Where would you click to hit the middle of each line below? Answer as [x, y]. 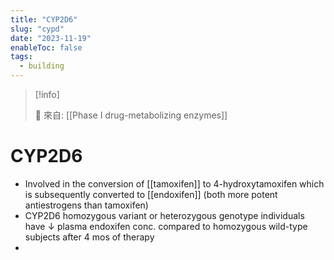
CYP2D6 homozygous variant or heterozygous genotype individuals [164, 215]
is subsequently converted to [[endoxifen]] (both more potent [151, 194]
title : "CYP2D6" [44, 19]
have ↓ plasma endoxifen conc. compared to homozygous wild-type [166, 226]
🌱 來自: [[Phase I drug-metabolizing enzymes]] [131, 115]
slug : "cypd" [37, 29]
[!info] [47, 94]
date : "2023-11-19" [51, 38]
